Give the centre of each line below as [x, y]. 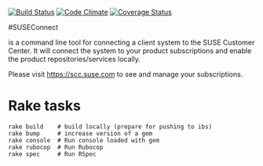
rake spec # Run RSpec [52, 154]
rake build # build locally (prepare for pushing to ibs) [110, 126]
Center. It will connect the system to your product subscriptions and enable [130, 51]
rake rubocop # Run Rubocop [56, 147]
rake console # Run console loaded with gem [84, 140]
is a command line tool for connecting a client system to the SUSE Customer [131, 42]
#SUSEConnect [33, 27]
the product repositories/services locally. [75, 59]
